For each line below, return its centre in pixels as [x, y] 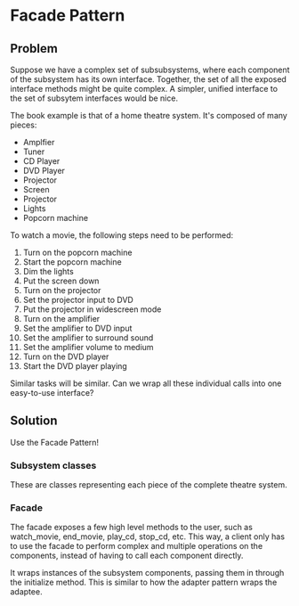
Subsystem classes [53, 465]
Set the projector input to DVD [78, 300]
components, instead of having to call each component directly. [127, 556]
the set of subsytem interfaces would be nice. [94, 98]
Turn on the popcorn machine [77, 252]
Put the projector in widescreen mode [92, 309]
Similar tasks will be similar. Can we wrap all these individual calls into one [146, 383]
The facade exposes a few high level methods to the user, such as [131, 528]
